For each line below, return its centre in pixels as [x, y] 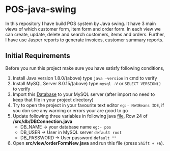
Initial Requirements [38, 56]
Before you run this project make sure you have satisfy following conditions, [85, 68]
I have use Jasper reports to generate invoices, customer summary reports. [84, 40]
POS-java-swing [41, 9]
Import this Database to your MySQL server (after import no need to [84, 94]
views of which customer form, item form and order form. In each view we [83, 29]
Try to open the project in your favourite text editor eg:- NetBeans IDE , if [88, 105]
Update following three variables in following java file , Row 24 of [80, 116]
